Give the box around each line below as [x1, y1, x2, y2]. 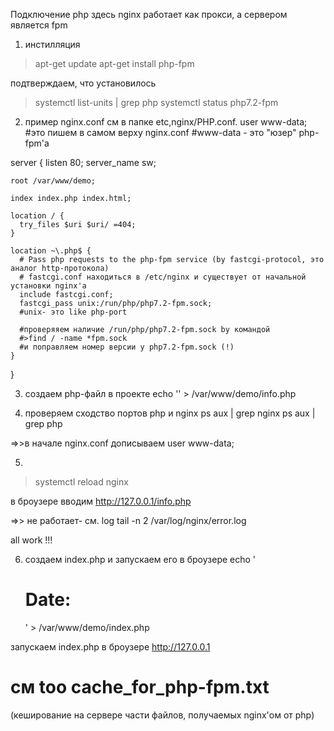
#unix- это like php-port [19, 307, 128, 317]
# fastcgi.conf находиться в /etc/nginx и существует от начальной [19, 272, 307, 282]
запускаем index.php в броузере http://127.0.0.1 [10, 640, 211, 653]
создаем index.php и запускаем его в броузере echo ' [24, 554, 257, 565]
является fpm [10, 19, 68, 31]
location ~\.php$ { [10, 246, 92, 256]
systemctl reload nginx [34, 476, 129, 488]
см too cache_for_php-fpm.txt [10, 676, 270, 699]
